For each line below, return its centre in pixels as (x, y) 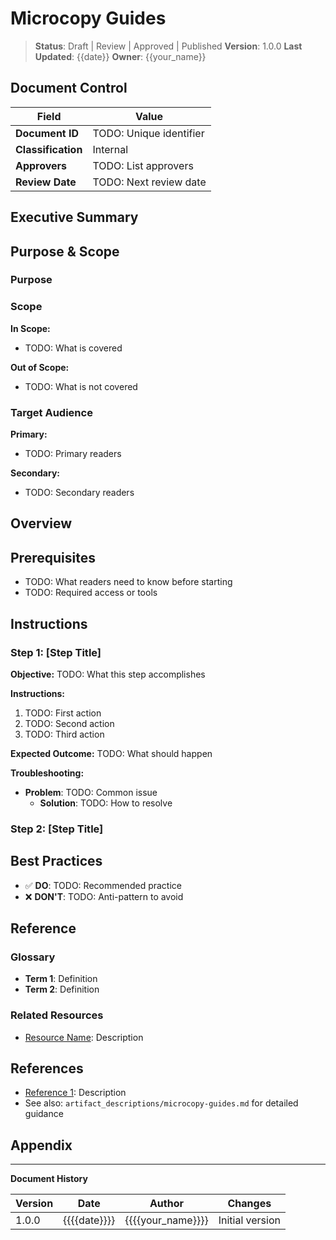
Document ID (47, 133)
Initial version (249, 1220)
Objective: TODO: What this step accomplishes (108, 674)
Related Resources (57, 1015)
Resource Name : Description (84, 1037)
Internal (110, 149)
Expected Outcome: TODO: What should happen (111, 753)
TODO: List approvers (143, 165)
